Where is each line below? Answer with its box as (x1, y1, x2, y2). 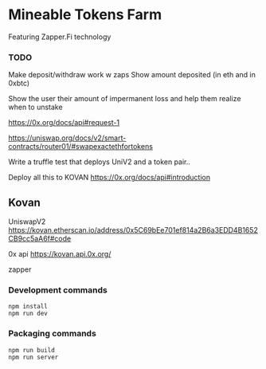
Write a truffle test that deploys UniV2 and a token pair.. (8, 157, 191, 167)
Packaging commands (8, 328, 97, 340)
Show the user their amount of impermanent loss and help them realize (8, 94, 241, 104)
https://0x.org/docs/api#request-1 (8, 118, 120, 128)
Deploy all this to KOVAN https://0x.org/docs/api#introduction (8, 173, 211, 183)
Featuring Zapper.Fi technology (8, 32, 111, 41)
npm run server (8, 353, 59, 361)
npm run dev (8, 309, 48, 318)
